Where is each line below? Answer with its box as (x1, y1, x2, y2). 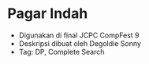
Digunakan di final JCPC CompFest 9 (18, 30, 140, 40)
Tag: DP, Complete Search (18, 47, 105, 56)
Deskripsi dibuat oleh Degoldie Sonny (18, 38, 141, 48)
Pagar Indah (7, 5, 88, 23)
